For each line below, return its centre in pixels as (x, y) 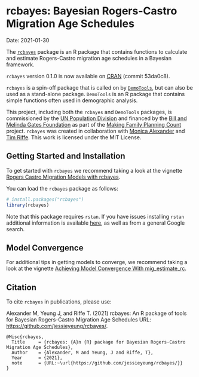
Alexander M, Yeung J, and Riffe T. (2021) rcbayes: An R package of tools (97, 313)
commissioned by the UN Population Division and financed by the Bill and (97, 118)
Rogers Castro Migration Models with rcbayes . (63, 177)
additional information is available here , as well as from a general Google (96, 223)
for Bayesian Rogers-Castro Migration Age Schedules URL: (79, 320)
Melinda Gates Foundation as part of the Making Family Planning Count (94, 124)
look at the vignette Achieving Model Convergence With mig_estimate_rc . (97, 269)
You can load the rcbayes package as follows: (62, 188)
